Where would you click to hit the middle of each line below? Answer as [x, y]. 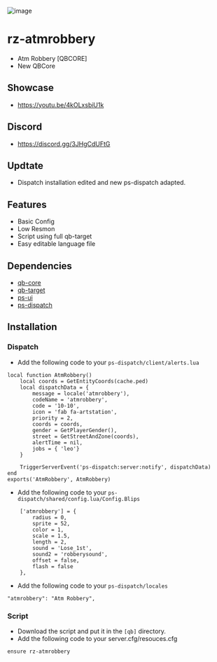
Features [27, 204]
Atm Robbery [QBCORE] [52, 58]
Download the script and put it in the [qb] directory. [92, 631]
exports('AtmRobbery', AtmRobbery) [59, 479]
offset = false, [56, 560]
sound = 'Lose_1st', [62, 548]
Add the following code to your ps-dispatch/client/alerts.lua [108, 362]
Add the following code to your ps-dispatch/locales [92, 586]
